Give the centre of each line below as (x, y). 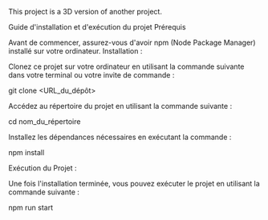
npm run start (31, 208)
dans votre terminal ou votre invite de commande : (91, 75)
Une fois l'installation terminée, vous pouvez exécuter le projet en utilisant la (134, 184)
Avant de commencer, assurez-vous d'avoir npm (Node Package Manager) (132, 42)
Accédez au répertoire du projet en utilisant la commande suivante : (120, 106)
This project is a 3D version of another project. (85, 12)
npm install (26, 152)
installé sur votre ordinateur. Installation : (75, 51)
